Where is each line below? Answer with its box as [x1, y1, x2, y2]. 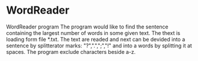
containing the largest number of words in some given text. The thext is [6, 29, 181, 36]
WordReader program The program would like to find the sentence [6, 23, 169, 30]
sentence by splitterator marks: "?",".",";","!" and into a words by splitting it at [6, 42, 193, 49]
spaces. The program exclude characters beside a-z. [6, 48, 136, 55]
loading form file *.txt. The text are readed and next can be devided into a [6, 36, 186, 43]
